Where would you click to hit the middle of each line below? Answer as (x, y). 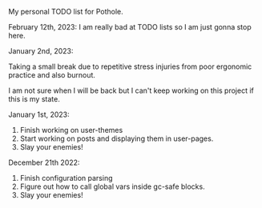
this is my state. (34, 99)
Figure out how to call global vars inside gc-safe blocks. (113, 186)
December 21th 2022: (44, 162)
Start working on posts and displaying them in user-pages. (117, 138)
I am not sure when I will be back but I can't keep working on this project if (131, 90)
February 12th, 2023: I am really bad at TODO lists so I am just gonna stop (130, 27)
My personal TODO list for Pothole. (66, 12)
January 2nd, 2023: (41, 51)
